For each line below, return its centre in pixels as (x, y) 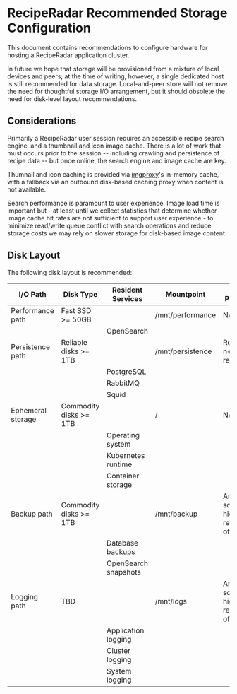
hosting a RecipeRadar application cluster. (68, 55)
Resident (127, 290)
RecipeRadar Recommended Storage (117, 13)
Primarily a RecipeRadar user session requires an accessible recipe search (116, 138)
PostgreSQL (127, 371)
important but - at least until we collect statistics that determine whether (112, 211)
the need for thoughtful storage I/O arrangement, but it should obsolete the (116, 91)
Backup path (32, 514)
